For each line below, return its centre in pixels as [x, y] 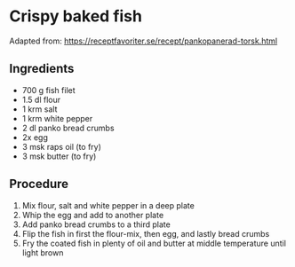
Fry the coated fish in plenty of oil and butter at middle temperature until [154, 243]
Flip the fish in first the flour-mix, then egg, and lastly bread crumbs [146, 233]
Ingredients [42, 69]
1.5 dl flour [41, 99]
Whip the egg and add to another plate [93, 215]
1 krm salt [40, 109]
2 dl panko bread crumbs [68, 128]
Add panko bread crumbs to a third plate [96, 224]
